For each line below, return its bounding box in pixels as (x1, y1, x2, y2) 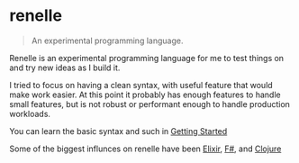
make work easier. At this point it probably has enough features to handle (9, 89, 281, 100)
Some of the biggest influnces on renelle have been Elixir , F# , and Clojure (9, 143, 282, 154)
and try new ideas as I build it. (9, 62, 121, 73)
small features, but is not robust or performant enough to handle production (9, 98, 291, 109)
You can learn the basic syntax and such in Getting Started (9, 125, 228, 136)
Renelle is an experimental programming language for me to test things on (9, 52, 285, 63)
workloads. (9, 108, 51, 119)
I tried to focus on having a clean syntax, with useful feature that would (9, 79, 273, 90)
